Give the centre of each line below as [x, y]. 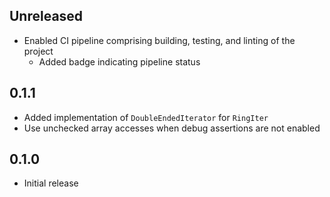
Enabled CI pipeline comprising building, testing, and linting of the [159, 40]
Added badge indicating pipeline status [119, 61]
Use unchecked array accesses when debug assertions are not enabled [172, 128]
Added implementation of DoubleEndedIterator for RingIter [146, 117]
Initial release [51, 183]
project [38, 51]
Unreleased [46, 16]
